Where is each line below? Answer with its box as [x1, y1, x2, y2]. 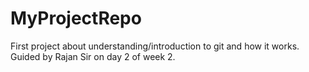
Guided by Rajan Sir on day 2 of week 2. [10, 50, 176, 62]
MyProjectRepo [10, 7, 142, 30]
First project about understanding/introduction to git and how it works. [10, 40, 300, 52]
